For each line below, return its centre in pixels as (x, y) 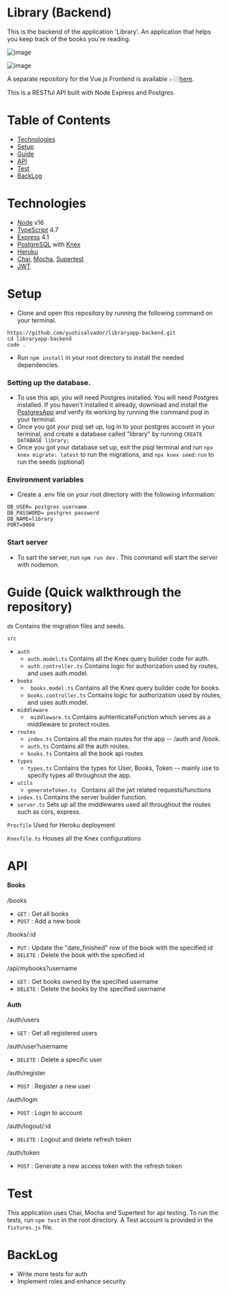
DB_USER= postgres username (47, 507)
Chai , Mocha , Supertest (50, 259)
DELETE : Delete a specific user (60, 1060)
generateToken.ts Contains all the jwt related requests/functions (119, 790)
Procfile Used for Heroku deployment (61, 825)
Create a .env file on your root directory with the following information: (116, 495)
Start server (27, 542)
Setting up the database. (49, 382)
